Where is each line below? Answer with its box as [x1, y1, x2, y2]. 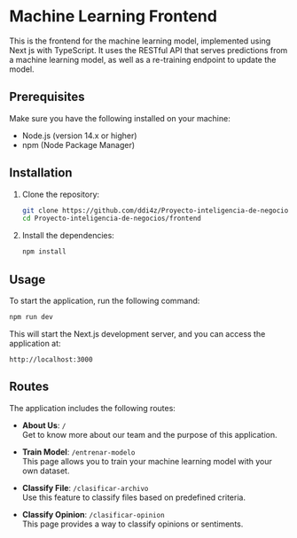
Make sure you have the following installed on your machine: [9, 113, 231, 123]
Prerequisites [9, 90, 85, 105]
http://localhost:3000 [9, 355, 93, 364]
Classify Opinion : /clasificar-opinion [21, 509, 166, 519]
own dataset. [21, 465, 70, 476]
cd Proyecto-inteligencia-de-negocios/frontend [21, 214, 201, 223]
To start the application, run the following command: [9, 295, 200, 306]
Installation [9, 166, 73, 181]
